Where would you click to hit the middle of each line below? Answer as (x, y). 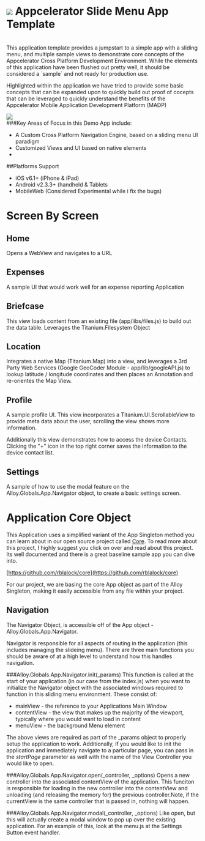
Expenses (25, 272)
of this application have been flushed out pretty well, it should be (88, 67)
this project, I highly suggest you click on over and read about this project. (100, 547)
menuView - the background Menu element (70, 725)
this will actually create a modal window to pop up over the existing (91, 819)
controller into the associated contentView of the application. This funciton (100, 782)
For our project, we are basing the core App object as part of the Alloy (95, 584)
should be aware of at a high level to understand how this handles (89, 656)
